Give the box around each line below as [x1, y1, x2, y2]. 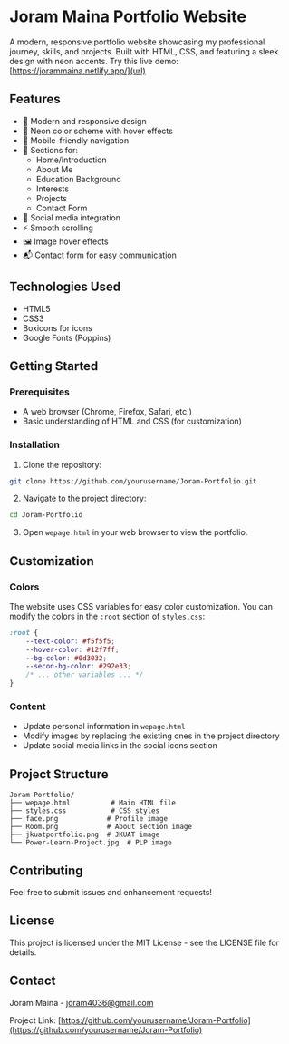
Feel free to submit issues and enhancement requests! [9, 887, 213, 898]
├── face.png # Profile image [9, 815, 169, 824]
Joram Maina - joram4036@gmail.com [9, 997, 154, 1008]
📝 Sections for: [22, 144, 79, 155]
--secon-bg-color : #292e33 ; [25, 662, 131, 671]
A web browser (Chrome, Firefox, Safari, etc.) [22, 406, 193, 417]
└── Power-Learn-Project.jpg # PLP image [9, 838, 172, 847]
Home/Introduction [35, 154, 107, 165]
